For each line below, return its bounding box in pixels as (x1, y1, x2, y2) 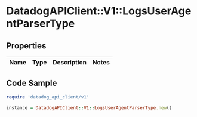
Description (53, 59, 87, 66)
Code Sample (6, 78, 57, 88)
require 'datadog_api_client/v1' (6, 94, 90, 100)
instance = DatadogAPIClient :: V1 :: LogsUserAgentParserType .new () (6, 104, 172, 111)
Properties (6, 41, 47, 51)
